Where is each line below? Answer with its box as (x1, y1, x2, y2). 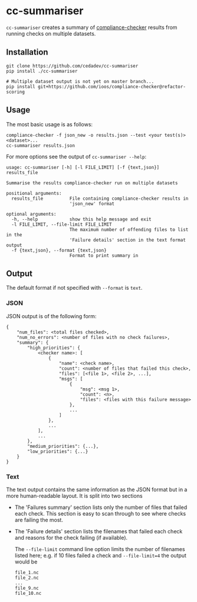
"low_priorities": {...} (27, 449, 88, 454)
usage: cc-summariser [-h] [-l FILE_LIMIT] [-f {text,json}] (6, 164, 160, 170)
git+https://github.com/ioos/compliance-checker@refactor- (37, 84, 186, 89)
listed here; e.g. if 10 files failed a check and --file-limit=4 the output (14, 552, 187, 559)
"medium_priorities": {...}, (27, 443, 99, 449)
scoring (6, 89, 25, 95)
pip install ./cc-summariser (6, 68, 78, 74)
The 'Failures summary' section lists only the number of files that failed (14, 504, 188, 511)
